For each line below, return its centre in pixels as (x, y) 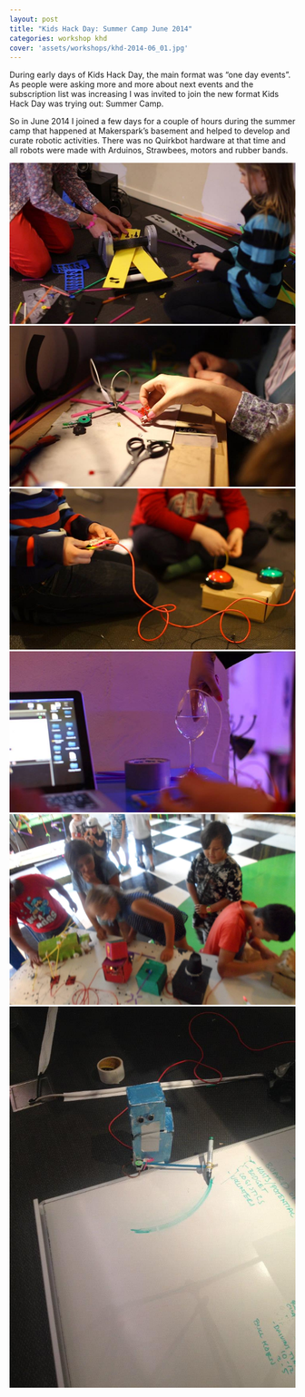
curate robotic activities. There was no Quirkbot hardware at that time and (148, 141)
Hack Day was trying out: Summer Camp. (87, 103)
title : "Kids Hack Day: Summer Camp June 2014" (101, 29)
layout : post (34, 19)
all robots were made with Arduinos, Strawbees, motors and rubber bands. (149, 151)
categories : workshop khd (58, 38)
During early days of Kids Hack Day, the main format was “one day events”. (150, 75)
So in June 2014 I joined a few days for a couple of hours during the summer (152, 122)
